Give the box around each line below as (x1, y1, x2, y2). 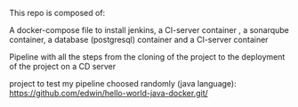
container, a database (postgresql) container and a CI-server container (9, 35, 269, 45)
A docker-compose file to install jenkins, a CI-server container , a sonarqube (9, 25, 289, 35)
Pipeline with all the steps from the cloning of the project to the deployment (9, 52, 286, 62)
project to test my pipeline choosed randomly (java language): (9, 78, 238, 88)
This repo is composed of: (9, 8, 106, 18)
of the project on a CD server (9, 62, 117, 71)
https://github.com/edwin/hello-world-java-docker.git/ (9, 88, 209, 98)
